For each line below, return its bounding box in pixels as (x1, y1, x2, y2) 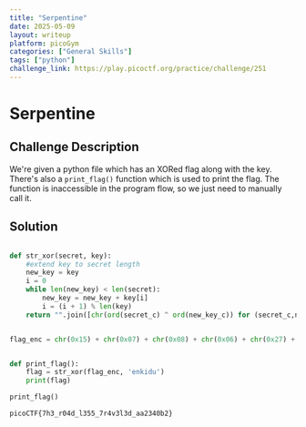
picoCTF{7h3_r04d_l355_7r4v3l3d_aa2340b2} (9, 409, 173, 419)
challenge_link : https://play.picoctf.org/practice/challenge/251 (9, 65, 267, 74)
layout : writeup (9, 30, 71, 39)
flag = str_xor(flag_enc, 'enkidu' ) (25, 368, 166, 377)
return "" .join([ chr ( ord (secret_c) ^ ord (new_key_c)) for (25, 310, 250, 320)
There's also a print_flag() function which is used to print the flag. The (9, 173, 280, 184)
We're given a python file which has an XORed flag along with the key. (9, 163, 272, 174)
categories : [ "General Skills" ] (9, 47, 132, 56)
